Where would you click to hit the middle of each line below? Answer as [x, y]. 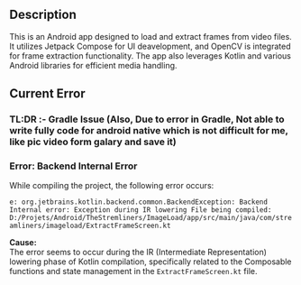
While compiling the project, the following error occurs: [112, 186]
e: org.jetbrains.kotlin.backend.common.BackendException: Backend [139, 202]
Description [43, 15]
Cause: [23, 243]
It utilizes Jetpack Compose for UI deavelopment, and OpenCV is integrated [150, 46]
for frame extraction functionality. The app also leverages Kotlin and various [150, 55]
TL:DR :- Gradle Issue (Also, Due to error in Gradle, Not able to [147, 119]
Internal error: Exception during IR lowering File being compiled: [141, 210]
